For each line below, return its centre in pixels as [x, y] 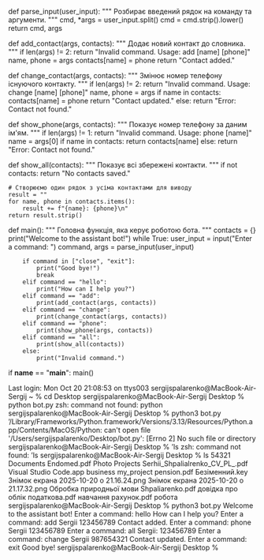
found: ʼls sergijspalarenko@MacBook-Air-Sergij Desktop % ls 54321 [119, 455]
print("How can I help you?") [86, 289]
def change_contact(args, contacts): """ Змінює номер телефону [115, 75]
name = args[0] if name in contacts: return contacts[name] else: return [123, 141]
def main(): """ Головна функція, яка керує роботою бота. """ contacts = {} [132, 230]
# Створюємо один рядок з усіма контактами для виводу [100, 188]
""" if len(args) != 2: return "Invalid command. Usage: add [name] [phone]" [129, 52]
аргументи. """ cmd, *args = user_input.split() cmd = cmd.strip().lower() [126, 20]
